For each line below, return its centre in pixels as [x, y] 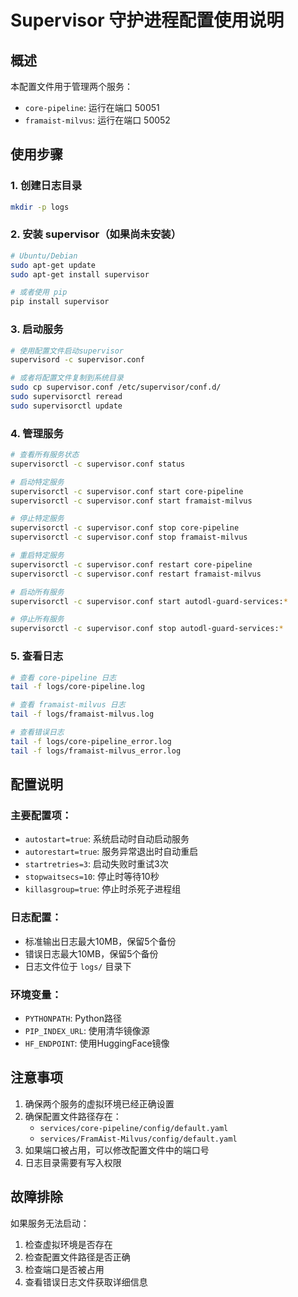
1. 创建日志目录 [46, 186]
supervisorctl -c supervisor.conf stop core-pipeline [125, 528]
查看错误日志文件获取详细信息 [86, 1282]
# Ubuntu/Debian [44, 256]
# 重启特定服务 [37, 556]
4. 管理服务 [37, 433]
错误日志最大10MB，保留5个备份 [91, 953]
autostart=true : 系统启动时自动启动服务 [107, 839]
